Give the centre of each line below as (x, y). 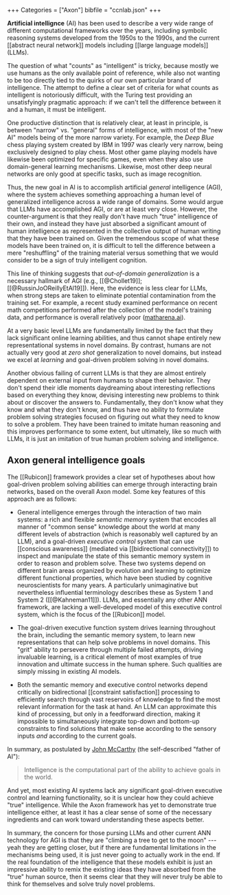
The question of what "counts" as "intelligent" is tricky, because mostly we (113, 66)
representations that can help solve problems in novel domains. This (114, 642)
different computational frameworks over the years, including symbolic (107, 31)
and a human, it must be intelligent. (57, 110)
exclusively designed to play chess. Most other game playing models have (112, 152)
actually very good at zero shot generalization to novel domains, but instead (114, 352)
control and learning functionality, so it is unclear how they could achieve (111, 797)
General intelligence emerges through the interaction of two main (109, 512)
